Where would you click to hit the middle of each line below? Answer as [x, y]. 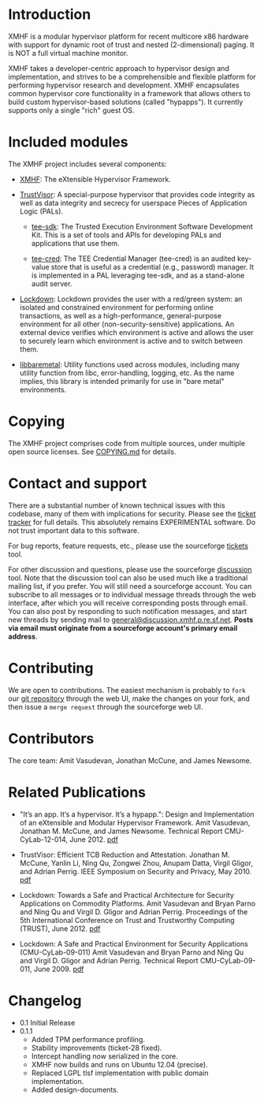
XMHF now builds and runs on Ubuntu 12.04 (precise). [119, 1064]
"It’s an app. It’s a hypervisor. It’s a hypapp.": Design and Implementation [137, 814]
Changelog [45, 1001]
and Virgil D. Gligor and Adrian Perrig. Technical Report [109, 960]
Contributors [51, 738]
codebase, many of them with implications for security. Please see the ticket [132, 513]
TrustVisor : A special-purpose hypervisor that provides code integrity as [137, 194]
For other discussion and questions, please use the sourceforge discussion [130, 569]
